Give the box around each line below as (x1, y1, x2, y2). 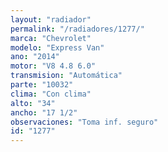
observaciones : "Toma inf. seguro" (10, 117, 159, 127)
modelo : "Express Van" (10, 42, 105, 53)
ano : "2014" (10, 52, 60, 62)
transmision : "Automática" (10, 71, 123, 81)
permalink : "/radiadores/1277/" (10, 24, 145, 34)
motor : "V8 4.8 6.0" (10, 61, 97, 71)
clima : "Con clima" (10, 89, 92, 99)
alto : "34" (10, 98, 56, 108)
